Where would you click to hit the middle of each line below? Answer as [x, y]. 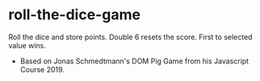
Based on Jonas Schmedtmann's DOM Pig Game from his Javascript [134, 61]
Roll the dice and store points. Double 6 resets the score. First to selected [130, 37]
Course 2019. [42, 69]
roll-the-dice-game [75, 15]
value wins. [27, 45]
